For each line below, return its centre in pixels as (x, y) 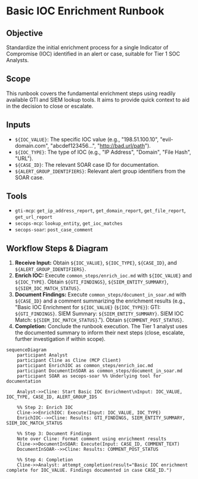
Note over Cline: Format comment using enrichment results (92, 439)
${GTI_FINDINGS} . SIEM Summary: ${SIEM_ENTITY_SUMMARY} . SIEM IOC (99, 314)
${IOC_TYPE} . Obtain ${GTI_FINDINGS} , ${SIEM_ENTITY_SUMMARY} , (92, 282)
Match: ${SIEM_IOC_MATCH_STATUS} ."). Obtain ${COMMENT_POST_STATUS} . (99, 320)
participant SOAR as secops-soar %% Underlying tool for (89, 376)
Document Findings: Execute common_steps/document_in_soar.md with (100, 295)
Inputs (18, 125)
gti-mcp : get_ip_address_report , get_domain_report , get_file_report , (100, 210)
